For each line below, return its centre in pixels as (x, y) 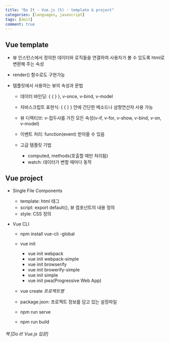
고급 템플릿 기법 (36, 145)
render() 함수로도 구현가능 (39, 75)
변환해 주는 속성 (28, 64)
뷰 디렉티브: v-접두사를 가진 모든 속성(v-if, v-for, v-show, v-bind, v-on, (91, 118)
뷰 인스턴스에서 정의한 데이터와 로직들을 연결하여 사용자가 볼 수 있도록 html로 (89, 58)
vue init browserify (47, 264)
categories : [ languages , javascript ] (45, 15)
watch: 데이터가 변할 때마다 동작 (60, 162)
